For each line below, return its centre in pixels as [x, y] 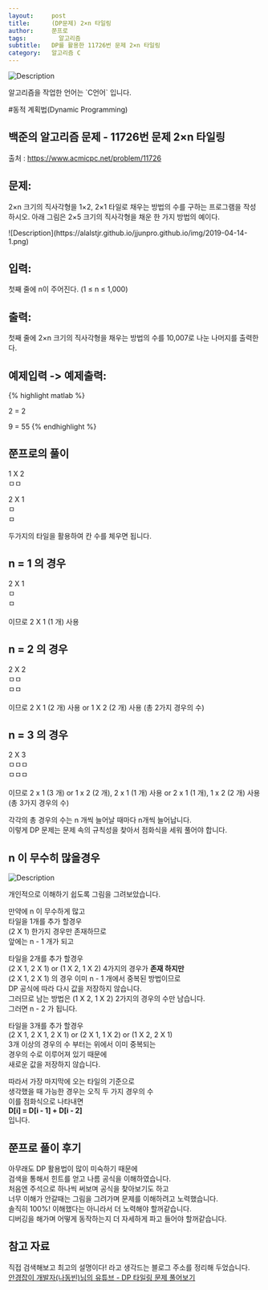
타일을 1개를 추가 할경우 [45, 922]
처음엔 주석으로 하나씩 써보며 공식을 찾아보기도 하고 [89, 1188]
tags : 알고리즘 [45, 38]
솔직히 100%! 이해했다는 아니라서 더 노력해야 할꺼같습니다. [100, 1208]
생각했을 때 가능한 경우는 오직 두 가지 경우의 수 [81, 1092]
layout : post [37, 16]
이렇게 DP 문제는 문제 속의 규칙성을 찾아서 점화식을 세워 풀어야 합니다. [118, 830]
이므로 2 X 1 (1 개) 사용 [44, 621]
